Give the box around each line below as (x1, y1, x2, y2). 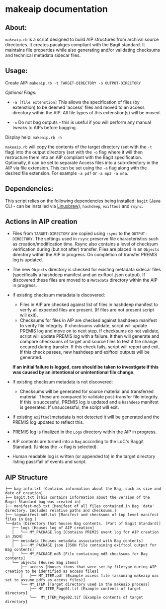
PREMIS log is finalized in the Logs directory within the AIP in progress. (12, 429, 157, 435)
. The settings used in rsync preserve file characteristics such (32, 236, 159, 242)
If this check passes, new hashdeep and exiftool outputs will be (19, 349, 150, 355)
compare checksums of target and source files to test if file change (19, 339, 158, 345)
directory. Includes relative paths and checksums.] (5, 508, 117, 513)
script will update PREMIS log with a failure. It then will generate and (19, 333, 160, 339)
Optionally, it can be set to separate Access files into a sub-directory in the (5, 159, 159, 165)
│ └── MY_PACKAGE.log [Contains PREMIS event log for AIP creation (11, 530, 159, 535)
